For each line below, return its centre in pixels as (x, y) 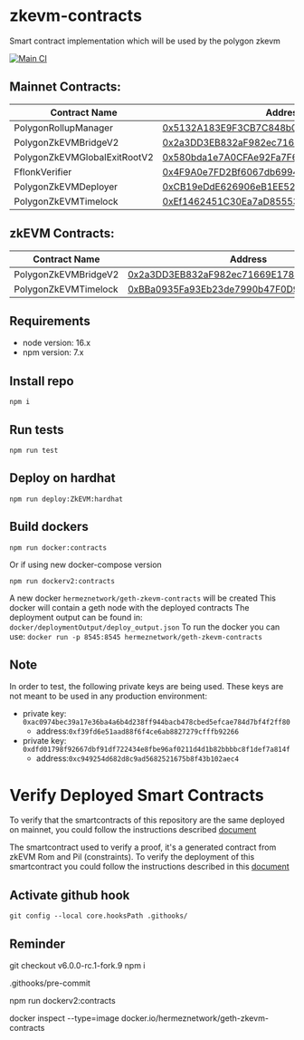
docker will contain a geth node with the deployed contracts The (130, 607)
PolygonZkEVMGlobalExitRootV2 (84, 157)
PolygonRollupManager (63, 128)
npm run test (34, 450)
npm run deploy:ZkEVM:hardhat (66, 499)
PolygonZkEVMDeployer (66, 187)
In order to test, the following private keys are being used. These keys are (147, 687)
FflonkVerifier (43, 171)
